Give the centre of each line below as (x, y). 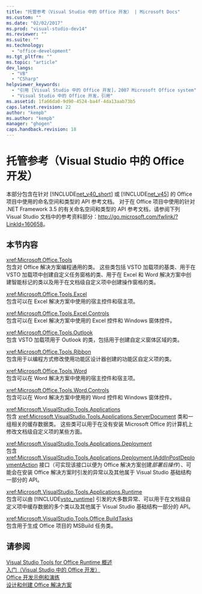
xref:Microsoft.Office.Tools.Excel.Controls (58, 313)
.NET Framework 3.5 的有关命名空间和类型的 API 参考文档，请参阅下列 (93, 209)
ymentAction (22, 464)
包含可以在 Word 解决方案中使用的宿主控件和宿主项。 (72, 378)
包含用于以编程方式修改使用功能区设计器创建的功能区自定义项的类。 (90, 358)
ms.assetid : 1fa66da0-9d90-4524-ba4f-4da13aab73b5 (71, 101)
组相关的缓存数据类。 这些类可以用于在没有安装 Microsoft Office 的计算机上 (100, 424)
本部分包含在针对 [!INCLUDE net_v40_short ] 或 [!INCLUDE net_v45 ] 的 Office (99, 194)
